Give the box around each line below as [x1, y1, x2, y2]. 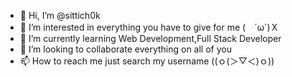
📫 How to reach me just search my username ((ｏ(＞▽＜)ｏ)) [19, 55, 275, 67]
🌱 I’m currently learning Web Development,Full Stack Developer [19, 33, 282, 44]
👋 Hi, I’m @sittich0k [19, 10, 101, 21]
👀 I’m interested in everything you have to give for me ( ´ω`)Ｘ [19, 21, 280, 33]
